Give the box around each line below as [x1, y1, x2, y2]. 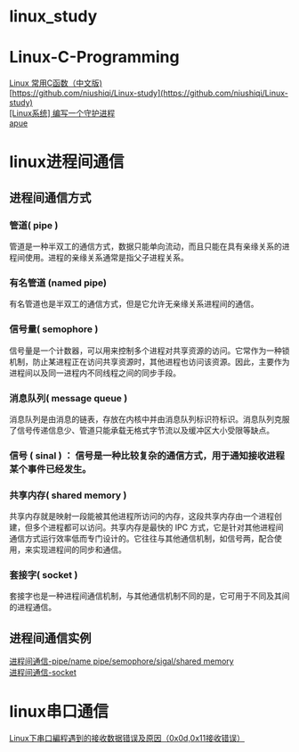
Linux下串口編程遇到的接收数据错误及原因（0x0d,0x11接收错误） [9, 733, 245, 744]
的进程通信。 [9, 602, 56, 613]
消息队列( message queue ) [9, 392, 128, 404]
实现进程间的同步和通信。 [32, 544, 126, 555]
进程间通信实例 [9, 631, 92, 646]
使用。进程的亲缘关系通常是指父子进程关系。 [24, 252, 189, 262]
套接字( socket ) [9, 569, 78, 582]
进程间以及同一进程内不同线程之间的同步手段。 [9, 368, 181, 378]
